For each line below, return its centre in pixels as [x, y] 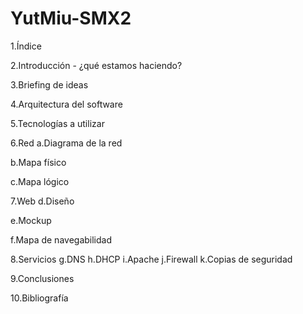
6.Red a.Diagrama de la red [66, 143]
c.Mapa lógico [40, 181]
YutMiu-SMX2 [71, 18]
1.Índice [26, 46]
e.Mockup [31, 220]
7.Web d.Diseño [42, 201]
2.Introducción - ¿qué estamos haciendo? [96, 65]
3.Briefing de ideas [49, 84]
